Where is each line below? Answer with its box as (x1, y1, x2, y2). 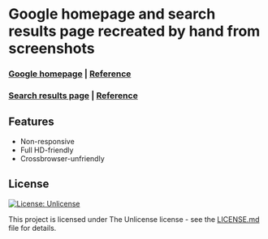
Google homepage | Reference (8, 68, 132, 79)
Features (8, 115, 54, 129)
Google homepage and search (8, 5, 216, 23)
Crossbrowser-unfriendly (19, 153, 106, 163)
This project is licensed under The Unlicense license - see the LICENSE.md (8, 214, 260, 224)
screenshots (8, 40, 95, 58)
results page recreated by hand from (8, 22, 261, 41)
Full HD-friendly (19, 145, 74, 155)
